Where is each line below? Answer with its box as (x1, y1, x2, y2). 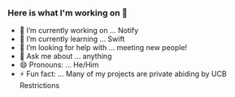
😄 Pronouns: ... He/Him (19, 60, 99, 70)
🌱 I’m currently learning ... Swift (19, 34, 125, 44)
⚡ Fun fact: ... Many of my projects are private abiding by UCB (19, 69, 227, 79)
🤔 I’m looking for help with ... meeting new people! (19, 43, 188, 53)
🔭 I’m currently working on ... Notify (19, 26, 139, 36)
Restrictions (19, 81, 60, 91)
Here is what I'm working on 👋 (7, 7, 128, 19)
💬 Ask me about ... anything (19, 52, 112, 61)
